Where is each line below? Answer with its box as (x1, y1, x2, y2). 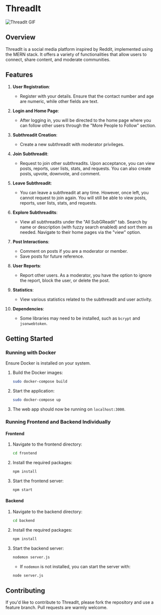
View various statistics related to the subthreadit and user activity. (19, 296, 152, 302)
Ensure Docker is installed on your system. (5, 360, 91, 366)
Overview (5, 33, 36, 41)
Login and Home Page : (12, 108, 59, 114)
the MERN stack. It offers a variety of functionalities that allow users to (5, 51, 147, 57)
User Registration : (12, 83, 51, 89)
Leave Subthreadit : (12, 180, 53, 186)
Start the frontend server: (12, 478, 64, 484)
